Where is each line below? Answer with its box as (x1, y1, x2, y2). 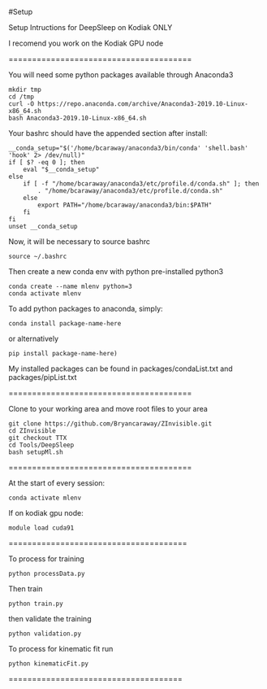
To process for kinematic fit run (8, 644, 114, 653)
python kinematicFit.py (8, 660, 89, 668)
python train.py (8, 600, 63, 608)
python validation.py (8, 630, 82, 638)
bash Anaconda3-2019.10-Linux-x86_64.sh (8, 114, 148, 122)
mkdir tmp (8, 85, 42, 94)
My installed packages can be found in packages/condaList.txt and (8, 364, 233, 373)
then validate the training (8, 614, 92, 623)
